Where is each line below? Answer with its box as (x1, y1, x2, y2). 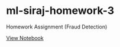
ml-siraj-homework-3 (6, 4, 115, 17)
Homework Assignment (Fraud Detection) (6, 23, 108, 30)
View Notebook (6, 34, 44, 41)
